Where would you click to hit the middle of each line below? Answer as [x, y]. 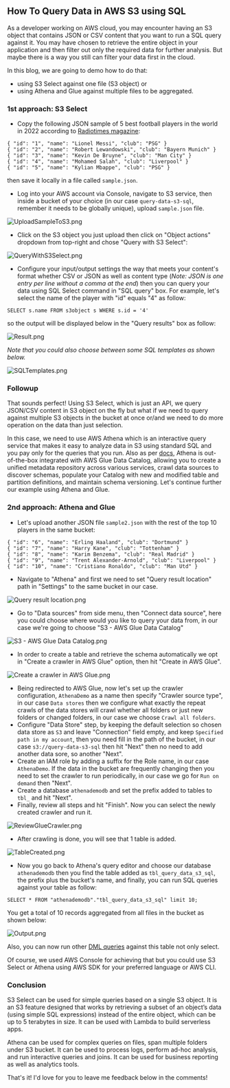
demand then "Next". [44, 783]
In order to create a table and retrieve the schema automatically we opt [117, 654]
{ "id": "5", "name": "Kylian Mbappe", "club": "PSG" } [89, 168]
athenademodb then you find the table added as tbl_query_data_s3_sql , [116, 872]
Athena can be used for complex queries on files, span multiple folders [107, 1042]
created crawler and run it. [55, 812]
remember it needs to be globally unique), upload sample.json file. [111, 208]
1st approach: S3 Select [47, 109]
